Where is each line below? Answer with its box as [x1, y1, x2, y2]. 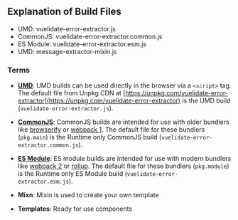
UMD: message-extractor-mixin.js [17, 47, 117, 56]
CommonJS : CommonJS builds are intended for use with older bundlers [17, 117, 229, 127]
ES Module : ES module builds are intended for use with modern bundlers [17, 154, 232, 163]
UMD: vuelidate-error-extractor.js [17, 24, 116, 33]
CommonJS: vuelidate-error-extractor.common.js [17, 32, 163, 41]
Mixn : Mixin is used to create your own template [17, 191, 159, 199]
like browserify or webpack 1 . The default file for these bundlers [17, 125, 205, 134]
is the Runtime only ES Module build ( [17, 169, 128, 178]
